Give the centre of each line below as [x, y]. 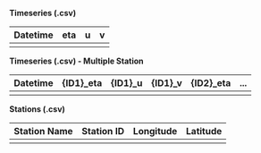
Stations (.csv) [37, 109]
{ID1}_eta [82, 83]
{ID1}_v [167, 83]
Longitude [155, 131]
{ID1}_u [126, 83]
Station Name [43, 131]
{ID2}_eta [211, 83]
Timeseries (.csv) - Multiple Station [77, 61]
